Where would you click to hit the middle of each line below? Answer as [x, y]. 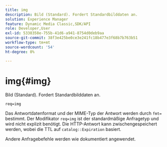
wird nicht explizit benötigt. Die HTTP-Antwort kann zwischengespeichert [81, 124]
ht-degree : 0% [20, 52]
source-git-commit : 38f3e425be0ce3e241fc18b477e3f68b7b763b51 [71, 38]
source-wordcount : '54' [30, 47]
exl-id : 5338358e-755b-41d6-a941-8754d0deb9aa [55, 33]
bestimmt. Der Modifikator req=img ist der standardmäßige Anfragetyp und [82, 119]
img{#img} [28, 81]
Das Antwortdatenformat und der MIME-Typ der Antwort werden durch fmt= [83, 113]
